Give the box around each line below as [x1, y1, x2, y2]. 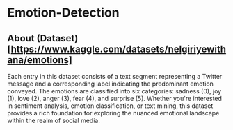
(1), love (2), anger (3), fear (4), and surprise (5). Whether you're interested [7, 95, 223, 102]
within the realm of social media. [7, 116, 101, 124]
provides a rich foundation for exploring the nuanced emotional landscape [7, 109, 220, 117]
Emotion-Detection [7, 5, 120, 21]
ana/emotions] [7, 54, 73, 66]
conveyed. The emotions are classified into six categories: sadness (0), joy [7, 87, 222, 95]
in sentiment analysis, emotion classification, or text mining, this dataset [7, 102, 214, 110]
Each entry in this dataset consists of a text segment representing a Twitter [7, 73, 223, 80]
